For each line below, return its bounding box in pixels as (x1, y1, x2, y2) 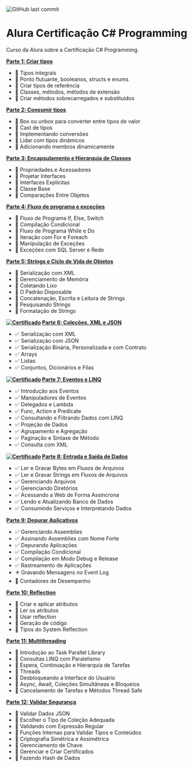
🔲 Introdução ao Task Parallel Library (14, 648, 105, 656)
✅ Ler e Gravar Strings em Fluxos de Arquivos (14, 471, 128, 478)
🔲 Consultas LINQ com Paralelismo (14, 655, 101, 662)
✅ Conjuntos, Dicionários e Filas (14, 364, 94, 371)
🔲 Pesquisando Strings (14, 301, 71, 308)
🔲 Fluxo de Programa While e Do (14, 227, 95, 234)
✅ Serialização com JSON (14, 337, 79, 344)
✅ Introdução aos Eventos (14, 387, 79, 395)
